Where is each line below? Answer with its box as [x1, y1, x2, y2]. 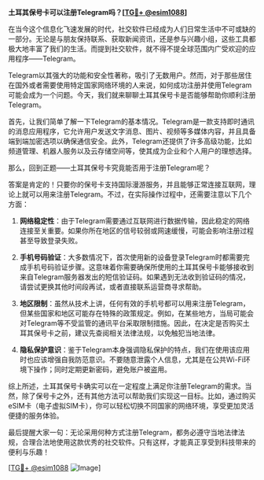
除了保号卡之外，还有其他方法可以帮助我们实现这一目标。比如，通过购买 [21, 391, 256, 401]
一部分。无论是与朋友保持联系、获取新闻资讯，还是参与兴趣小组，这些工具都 [8, 35, 256, 43]
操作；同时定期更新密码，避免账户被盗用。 [33, 365, 171, 374]
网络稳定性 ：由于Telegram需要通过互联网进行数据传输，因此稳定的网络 [19, 216, 250, 225]
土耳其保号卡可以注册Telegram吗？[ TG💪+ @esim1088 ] [8, 8, 188, 17]
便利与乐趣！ [8, 448, 49, 456]
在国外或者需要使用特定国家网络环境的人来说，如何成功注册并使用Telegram [8, 80, 252, 90]
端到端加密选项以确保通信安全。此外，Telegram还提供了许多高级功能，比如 [8, 137, 252, 146]
